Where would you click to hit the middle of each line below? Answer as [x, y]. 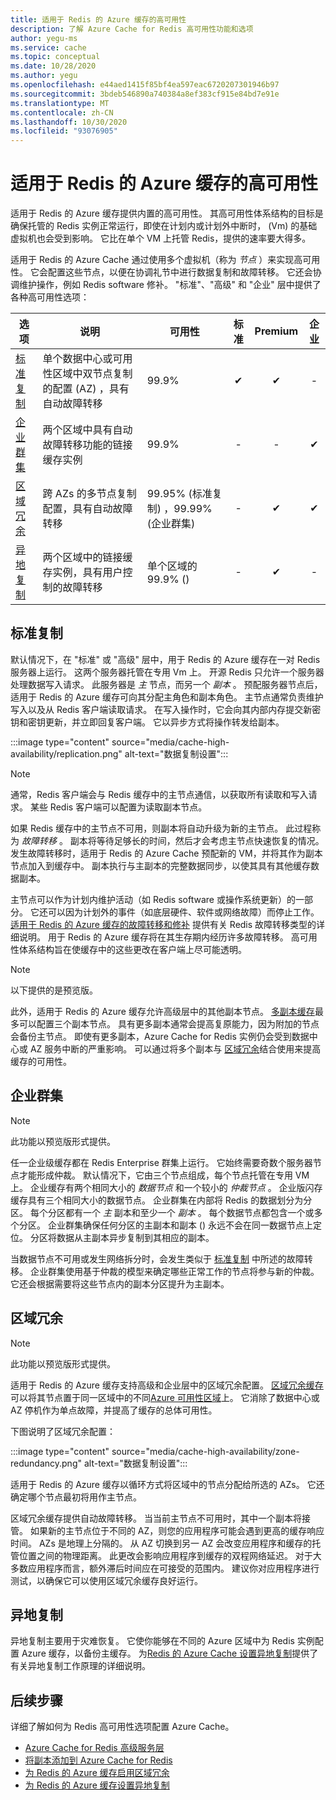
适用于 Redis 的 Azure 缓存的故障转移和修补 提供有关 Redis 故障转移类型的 [163, 924]
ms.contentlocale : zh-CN [62, 112]
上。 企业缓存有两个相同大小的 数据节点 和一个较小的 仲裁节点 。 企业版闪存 [166, 1187]
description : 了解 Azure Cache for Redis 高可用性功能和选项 [132, 29]
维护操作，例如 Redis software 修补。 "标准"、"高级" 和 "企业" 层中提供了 [170, 285]
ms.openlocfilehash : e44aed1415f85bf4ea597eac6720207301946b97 [145, 85]
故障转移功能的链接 [87, 445]
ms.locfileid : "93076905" [64, 131]
